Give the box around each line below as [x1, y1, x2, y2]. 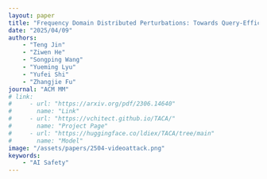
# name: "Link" [8, 108, 80, 116]
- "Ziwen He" [22, 48, 66, 56]
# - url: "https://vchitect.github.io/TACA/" [8, 115, 176, 123]
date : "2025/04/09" [8, 26, 73, 34]
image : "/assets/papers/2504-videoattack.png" [8, 144, 165, 152]
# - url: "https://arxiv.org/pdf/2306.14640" [8, 100, 176, 108]
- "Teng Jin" [22, 41, 66, 49]
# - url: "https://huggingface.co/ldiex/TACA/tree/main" [8, 129, 215, 137]
